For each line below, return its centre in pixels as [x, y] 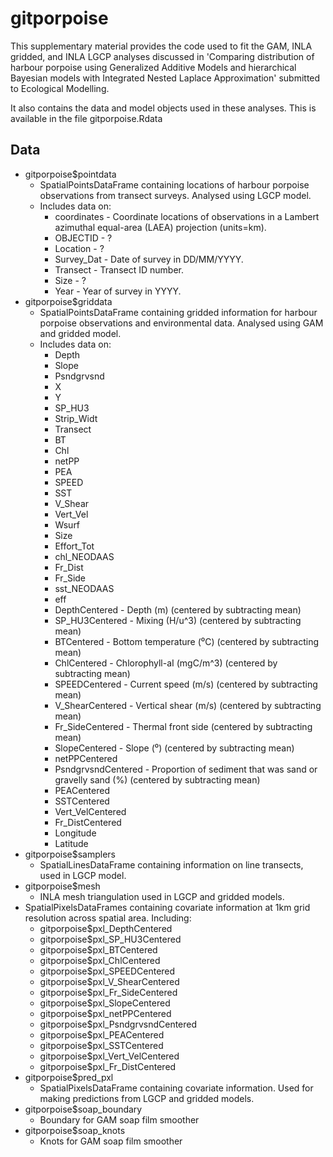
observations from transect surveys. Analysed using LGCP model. [175, 195]
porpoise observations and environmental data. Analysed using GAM [181, 323]
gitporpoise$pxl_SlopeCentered [105, 1003]
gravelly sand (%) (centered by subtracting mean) [157, 779]
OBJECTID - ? [83, 238]
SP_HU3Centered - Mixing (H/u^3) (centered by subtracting [178, 620]
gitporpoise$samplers [70, 854]
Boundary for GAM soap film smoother [119, 1119]
